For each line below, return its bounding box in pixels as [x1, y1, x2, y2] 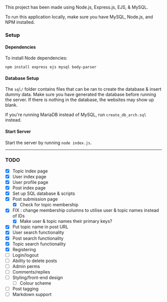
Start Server [5, 128, 31, 134]
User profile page [12, 179, 49, 185]
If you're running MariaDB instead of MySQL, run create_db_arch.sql [5, 112, 147, 118]
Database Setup [5, 75, 39, 81]
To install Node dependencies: [5, 55, 68, 61]
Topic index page [12, 168, 48, 174]
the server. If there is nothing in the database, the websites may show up [5, 97, 154, 103]
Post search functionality [12, 235, 64, 241]
